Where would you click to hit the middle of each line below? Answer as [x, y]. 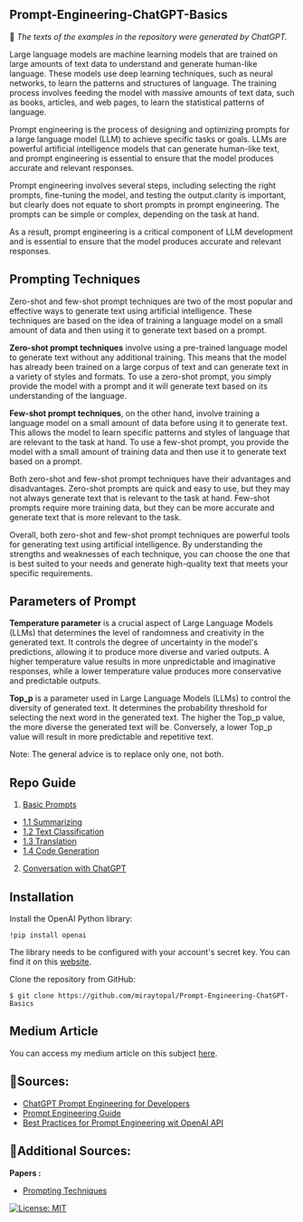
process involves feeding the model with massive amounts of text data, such [152, 92]
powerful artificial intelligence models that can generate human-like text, [145, 148]
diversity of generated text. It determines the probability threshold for [139, 708]
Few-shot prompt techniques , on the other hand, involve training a [135, 413]
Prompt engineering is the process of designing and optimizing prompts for [150, 129]
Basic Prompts [49, 805]
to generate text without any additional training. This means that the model [148, 357]
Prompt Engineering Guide [72, 1113]
